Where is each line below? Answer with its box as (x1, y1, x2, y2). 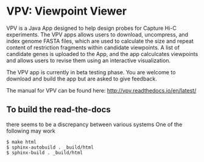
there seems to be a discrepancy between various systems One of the (6, 121, 183, 128)
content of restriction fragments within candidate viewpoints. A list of (6, 44, 180, 51)
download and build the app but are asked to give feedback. (6, 75, 157, 82)
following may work (6, 127, 56, 135)
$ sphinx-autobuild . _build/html (6, 144, 94, 150)
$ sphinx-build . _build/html (6, 149, 83, 156)
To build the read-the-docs (6, 105, 111, 115)
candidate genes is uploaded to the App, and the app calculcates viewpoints (6, 50, 199, 57)
